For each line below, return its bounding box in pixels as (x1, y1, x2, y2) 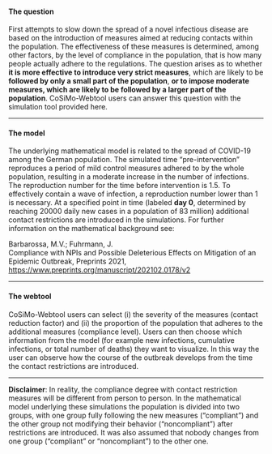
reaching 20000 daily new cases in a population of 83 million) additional (8, 207, 249, 216)
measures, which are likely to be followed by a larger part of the (8, 85, 227, 95)
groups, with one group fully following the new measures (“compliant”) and (8, 410, 259, 420)
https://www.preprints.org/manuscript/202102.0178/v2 (8, 265, 191, 275)
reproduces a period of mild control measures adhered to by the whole (8, 163, 244, 173)
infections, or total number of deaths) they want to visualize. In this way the (8, 344, 260, 353)
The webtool (8, 292, 52, 301)
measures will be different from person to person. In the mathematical (8, 393, 241, 403)
